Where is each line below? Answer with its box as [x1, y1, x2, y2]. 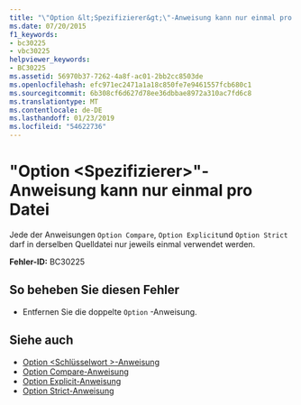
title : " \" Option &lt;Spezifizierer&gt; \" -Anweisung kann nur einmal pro [9, 13, 293, 23]
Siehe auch [9, 333, 74, 348]
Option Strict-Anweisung [22, 385, 114, 396]
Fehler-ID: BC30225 [9, 256, 86, 267]
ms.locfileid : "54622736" [9, 123, 106, 132]
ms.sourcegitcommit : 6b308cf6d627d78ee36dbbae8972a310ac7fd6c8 [9, 88, 252, 97]
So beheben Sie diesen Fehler [9, 282, 180, 298]
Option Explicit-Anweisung [22, 375, 122, 386]
